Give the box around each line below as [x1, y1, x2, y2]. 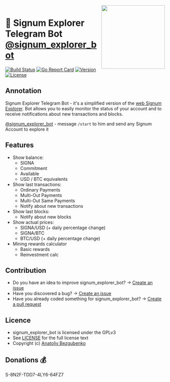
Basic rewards [20, 246, 50, 252]
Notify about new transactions [20, 203, 83, 209]
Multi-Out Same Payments [20, 198, 75, 204]
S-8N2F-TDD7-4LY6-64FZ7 [5, 372, 64, 377]
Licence [5, 316, 31, 325]
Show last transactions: [12, 181, 62, 187]
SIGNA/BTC [20, 230, 45, 236]
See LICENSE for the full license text [12, 335, 89, 341]
